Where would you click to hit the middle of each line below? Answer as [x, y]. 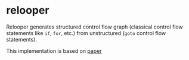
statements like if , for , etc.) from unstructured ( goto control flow [86, 33]
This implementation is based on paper [54, 50]
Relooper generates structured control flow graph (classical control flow [94, 27]
